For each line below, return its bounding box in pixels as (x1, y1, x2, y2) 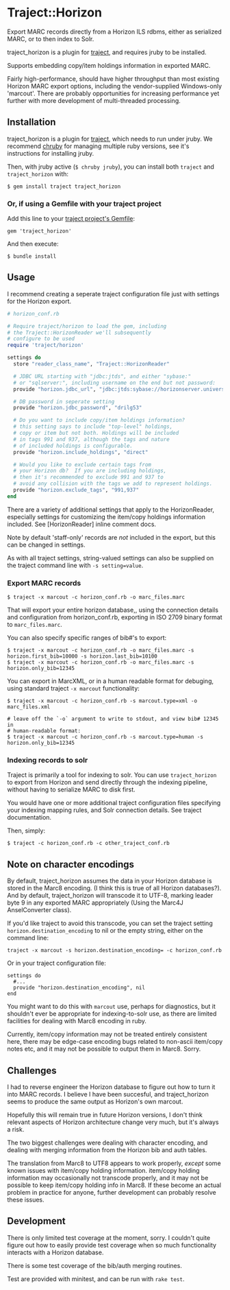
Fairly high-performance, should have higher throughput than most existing (7, 74, 220, 83)
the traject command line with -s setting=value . (7, 561, 144, 569)
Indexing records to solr (7, 756, 88, 765)
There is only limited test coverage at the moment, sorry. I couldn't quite (7, 1233, 211, 1242)
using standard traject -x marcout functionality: (7, 684, 140, 693)
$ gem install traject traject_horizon (7, 183, 121, 190)
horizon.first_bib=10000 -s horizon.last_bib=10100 (7, 653, 157, 660)
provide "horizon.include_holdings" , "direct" (13, 449, 149, 455)
